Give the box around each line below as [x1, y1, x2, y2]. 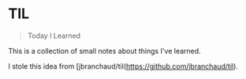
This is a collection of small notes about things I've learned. [8, 46, 201, 55]
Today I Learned [27, 31, 81, 40]
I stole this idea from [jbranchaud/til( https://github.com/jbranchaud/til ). [8, 61, 239, 71]
